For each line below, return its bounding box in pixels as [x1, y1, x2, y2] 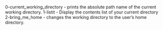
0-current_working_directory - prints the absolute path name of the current [5, 4, 157, 10]
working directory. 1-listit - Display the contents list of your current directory [5, 9, 159, 15]
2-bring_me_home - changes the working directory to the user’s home [5, 15, 147, 20]
